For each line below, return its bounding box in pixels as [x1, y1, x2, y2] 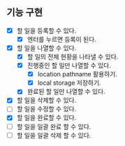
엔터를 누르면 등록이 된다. [27, 35, 97, 43]
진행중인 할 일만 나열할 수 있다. [27, 61, 111, 70]
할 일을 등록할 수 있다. [16, 26, 77, 35]
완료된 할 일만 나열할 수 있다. [27, 88, 105, 96]
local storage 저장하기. [37, 79, 102, 87]
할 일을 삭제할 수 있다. [16, 96, 77, 104]
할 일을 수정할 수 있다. [16, 105, 77, 113]
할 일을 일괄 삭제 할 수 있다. [16, 131, 91, 139]
